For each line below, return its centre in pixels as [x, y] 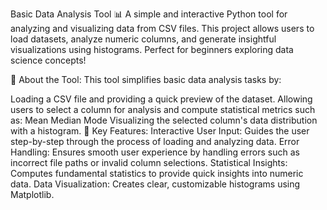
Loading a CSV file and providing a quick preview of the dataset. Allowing [161, 99]
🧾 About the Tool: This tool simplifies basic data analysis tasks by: [146, 79]
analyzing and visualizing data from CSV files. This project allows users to [162, 28]
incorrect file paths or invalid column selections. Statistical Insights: [149, 162]
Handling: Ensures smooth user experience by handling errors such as [155, 152]
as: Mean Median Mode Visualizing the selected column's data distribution [164, 120]
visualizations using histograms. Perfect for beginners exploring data [152, 49]
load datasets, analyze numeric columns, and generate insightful [143, 39]
